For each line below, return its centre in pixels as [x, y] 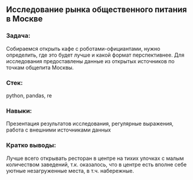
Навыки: [19, 110]
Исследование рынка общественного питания [97, 10]
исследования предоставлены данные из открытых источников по [91, 61]
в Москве [24, 19]
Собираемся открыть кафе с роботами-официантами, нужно [83, 48]
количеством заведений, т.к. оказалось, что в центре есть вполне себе [97, 164]
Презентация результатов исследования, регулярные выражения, [90, 124]
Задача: [18, 36]
